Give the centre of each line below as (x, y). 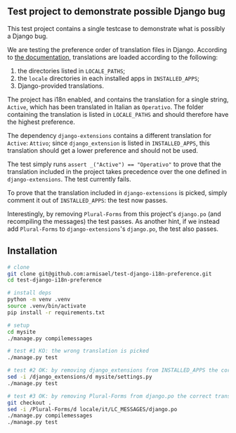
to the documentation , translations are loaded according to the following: (113, 57)
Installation (32, 251)
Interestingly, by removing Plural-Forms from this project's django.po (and (114, 213)
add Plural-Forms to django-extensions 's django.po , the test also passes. (113, 229)
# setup (19, 325)
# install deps (29, 293)
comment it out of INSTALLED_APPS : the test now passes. (87, 200)
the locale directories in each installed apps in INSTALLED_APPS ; (109, 78)
